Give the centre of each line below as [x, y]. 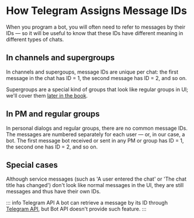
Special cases [32, 165]
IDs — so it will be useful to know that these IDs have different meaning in [95, 33]
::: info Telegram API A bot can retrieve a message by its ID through [87, 203]
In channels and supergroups [60, 58]
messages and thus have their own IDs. [53, 192]
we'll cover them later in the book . [47, 95]
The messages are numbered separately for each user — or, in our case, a [96, 134]
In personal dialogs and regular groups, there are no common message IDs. [97, 128]
